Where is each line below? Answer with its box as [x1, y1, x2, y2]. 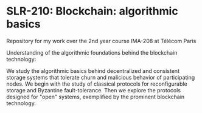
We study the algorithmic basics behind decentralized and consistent [6, 67, 179, 74]
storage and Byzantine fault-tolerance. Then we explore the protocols [6, 86, 181, 94]
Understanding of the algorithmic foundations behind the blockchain [6, 49, 178, 56]
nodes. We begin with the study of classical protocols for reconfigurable [6, 80, 187, 87]
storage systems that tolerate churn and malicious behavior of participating [6, 74, 195, 81]
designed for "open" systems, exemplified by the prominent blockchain [6, 93, 185, 100]
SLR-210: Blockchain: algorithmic [6, 4, 178, 18]
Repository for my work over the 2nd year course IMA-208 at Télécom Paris [6, 37, 197, 44]
